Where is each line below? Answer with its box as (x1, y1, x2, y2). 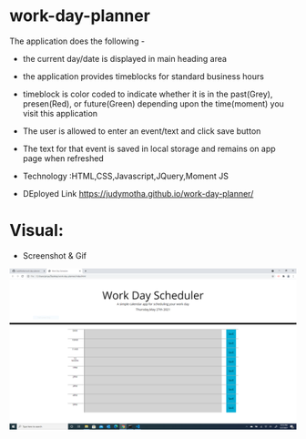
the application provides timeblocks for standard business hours (22, 70, 264, 82)
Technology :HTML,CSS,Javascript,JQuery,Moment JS (22, 170, 229, 181)
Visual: (9, 220, 64, 241)
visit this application (22, 107, 98, 118)
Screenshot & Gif (22, 250, 87, 260)
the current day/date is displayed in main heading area (22, 53, 228, 64)
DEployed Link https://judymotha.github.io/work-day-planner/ (22, 188, 254, 199)
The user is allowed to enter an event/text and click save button (22, 125, 261, 137)
